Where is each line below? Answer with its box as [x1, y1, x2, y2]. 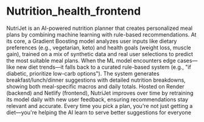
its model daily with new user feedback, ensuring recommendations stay [6, 96, 189, 103]
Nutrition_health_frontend [6, 4, 141, 18]
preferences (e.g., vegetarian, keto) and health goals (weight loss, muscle [6, 44, 192, 51]
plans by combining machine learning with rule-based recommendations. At [6, 30, 197, 38]
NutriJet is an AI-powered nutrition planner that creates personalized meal [6, 24, 193, 32]
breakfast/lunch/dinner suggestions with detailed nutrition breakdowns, [6, 76, 186, 84]
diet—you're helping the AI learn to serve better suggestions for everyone [6, 109, 192, 116]
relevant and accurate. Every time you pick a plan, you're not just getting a [6, 102, 193, 109]
